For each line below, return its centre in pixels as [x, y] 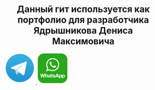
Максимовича [83, 41]
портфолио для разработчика [83, 20]
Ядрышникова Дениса [83, 31]
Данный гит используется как [83, 9]
